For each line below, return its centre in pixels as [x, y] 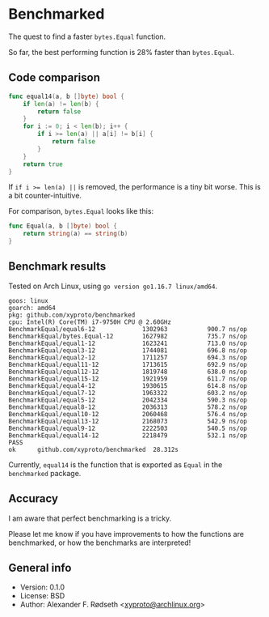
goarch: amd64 [32, 308]
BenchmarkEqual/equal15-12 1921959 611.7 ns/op [128, 379]
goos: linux [28, 300]
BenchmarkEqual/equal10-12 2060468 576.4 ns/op [128, 414]
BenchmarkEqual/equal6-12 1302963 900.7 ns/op [128, 329]
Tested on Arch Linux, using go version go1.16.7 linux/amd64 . [113, 286]
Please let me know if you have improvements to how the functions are [126, 534]
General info [40, 568]
